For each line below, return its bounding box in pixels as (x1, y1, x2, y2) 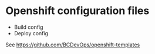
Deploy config (14, 29, 48, 36)
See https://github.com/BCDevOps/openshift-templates (5, 41, 140, 48)
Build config (14, 23, 43, 31)
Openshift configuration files (5, 4, 150, 18)
